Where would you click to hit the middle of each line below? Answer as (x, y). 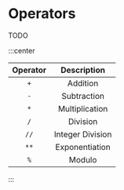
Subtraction (83, 96)
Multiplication (83, 108)
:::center (22, 50)
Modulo (83, 159)
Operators (42, 14)
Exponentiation (83, 147)
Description (83, 70)
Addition (83, 83)
